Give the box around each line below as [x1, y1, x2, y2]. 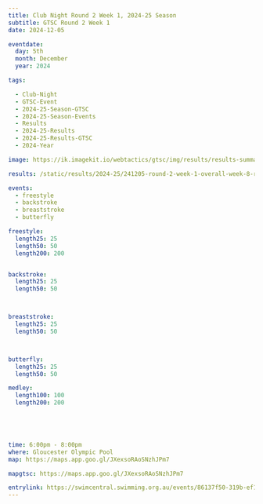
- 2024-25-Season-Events [15, 112, 96, 120]
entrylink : [8, 484, 44, 491]
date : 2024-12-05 [8, 26, 65, 34]
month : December [15, 55, 68, 63]
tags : [8, 76, 26, 84]
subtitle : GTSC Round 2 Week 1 [8, 19, 110, 27]
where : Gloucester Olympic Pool [8, 448, 113, 456]
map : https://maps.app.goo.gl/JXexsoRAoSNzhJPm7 [8, 455, 170, 463]
